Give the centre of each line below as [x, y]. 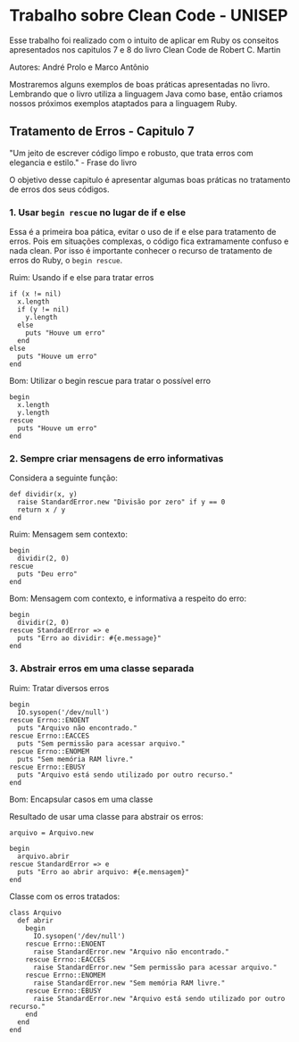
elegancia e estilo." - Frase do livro [73, 163]
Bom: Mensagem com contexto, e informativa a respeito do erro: [128, 598]
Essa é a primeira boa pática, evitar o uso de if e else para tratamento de [143, 232]
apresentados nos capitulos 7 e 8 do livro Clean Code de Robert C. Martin [145, 49]
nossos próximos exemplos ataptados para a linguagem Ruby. [123, 103]
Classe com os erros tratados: [65, 896]
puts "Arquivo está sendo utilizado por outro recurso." [125, 775]
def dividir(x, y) [43, 495]
